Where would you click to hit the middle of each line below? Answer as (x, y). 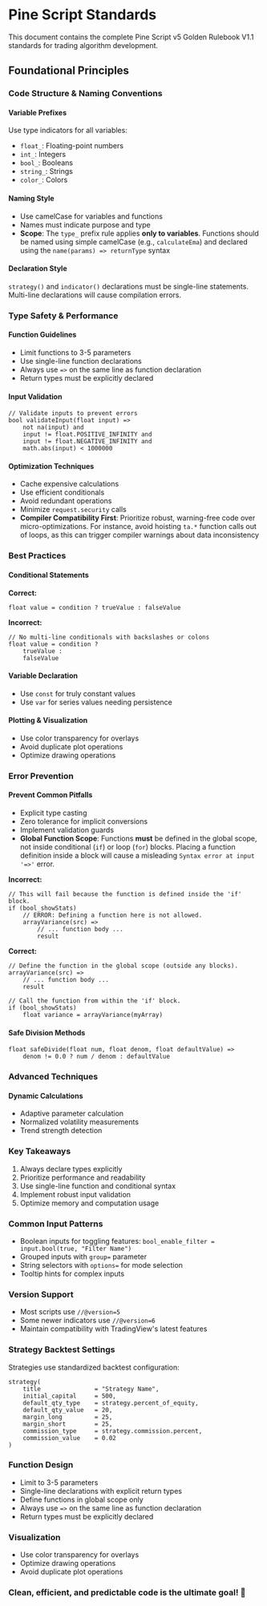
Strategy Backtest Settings (62, 1350)
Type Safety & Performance (63, 316)
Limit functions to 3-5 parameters (75, 352)
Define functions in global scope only (82, 1499)
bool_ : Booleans (47, 163)
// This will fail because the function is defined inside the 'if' (125, 894)
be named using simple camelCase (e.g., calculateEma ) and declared (133, 241)
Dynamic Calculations (46, 1096)
